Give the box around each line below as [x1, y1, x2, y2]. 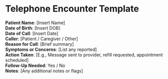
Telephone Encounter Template [5, 3, 139, 15]
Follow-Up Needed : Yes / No [5, 62, 65, 68]
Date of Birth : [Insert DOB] [5, 25, 61, 31]
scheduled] [5, 57, 29, 63]
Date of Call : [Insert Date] [5, 30, 59, 36]
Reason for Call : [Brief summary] [5, 41, 74, 47]
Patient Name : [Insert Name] [5, 20, 65, 26]
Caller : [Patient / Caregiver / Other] [5, 36, 78, 42]
